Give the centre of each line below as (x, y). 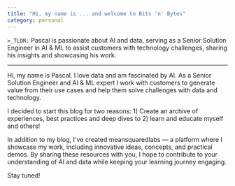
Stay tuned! (24, 175)
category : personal (36, 20)
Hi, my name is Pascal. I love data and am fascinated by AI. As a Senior (109, 75)
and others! (24, 126)
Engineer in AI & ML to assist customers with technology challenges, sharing (117, 48)
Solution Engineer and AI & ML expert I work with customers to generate (111, 83)
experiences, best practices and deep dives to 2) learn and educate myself (115, 118)
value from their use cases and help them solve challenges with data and (113, 90)
